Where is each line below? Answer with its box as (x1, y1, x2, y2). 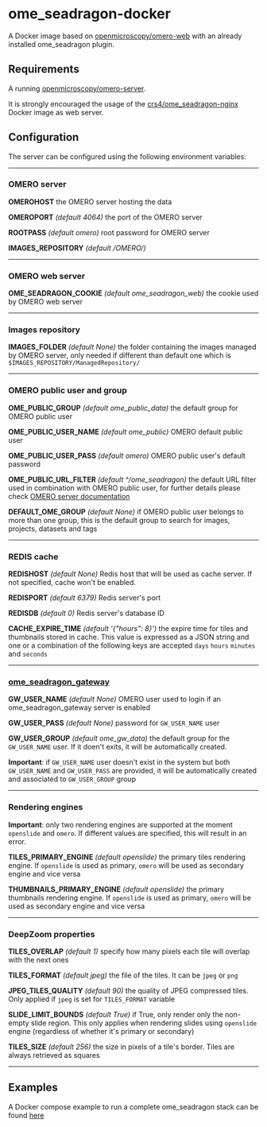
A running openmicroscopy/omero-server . (8, 83, 146, 93)
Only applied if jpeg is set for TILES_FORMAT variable (8, 994, 176, 1004)
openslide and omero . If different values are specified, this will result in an (8, 828, 247, 838)
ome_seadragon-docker (8, 5, 171, 23)
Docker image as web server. (8, 107, 104, 117)
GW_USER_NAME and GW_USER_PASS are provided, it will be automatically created (8, 766, 257, 776)
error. (8, 836, 26, 846)
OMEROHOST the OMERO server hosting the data (8, 196, 172, 207)
